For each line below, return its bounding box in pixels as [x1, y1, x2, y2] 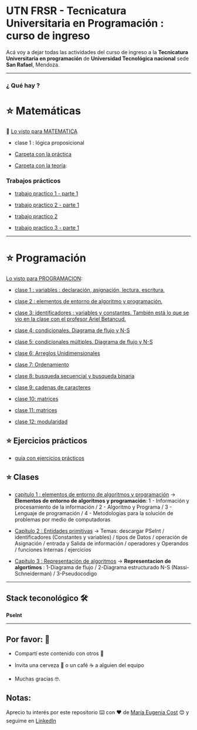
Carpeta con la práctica [14, 150, 72, 157]
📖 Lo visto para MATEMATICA [6, 128, 78, 135]
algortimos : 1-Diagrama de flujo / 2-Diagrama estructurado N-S [14, 563, 171, 570]
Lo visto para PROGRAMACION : [6, 275, 83, 282]
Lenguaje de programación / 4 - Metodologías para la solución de [14, 509, 174, 516]
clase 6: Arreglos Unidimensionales [14, 350, 101, 357]
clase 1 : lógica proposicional [14, 139, 84, 146]
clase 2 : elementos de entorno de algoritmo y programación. [14, 298, 163, 305]
